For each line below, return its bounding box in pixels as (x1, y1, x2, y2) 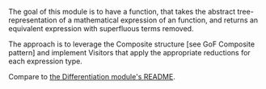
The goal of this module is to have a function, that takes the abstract (8, 7, 236, 16)
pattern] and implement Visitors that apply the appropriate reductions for (8, 48, 251, 57)
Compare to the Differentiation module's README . (8, 72, 175, 81)
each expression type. (8, 56, 82, 66)
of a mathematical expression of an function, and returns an (58, 15, 259, 25)
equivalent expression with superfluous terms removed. (8, 24, 194, 33)
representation (8, 15, 57, 25)
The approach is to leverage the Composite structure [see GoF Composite (8, 39, 255, 49)
